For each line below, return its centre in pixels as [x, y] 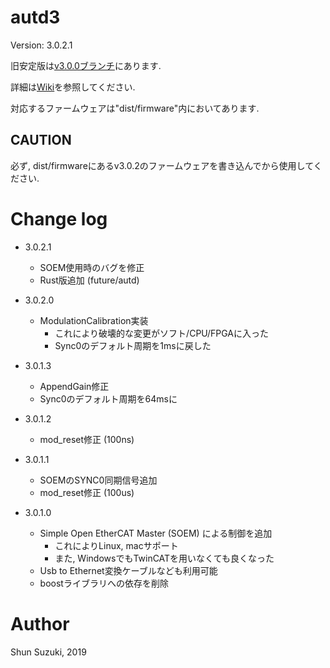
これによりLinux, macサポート [116, 545]
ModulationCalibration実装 [94, 320]
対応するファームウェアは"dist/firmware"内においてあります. [135, 108]
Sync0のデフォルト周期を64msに [108, 398]
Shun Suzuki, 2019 [48, 652]
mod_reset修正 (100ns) [87, 439]
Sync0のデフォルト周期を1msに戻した [133, 345]
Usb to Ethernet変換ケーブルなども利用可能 [128, 570]
